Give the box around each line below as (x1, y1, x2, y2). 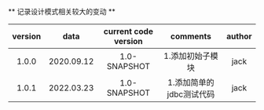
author (226, 31, 252, 42)
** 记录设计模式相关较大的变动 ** (8, 7, 115, 16)
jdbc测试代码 (167, 89, 215, 100)
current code (103, 26, 153, 37)
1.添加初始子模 (163, 50, 218, 61)
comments (170, 31, 212, 42)
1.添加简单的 (167, 77, 214, 88)
